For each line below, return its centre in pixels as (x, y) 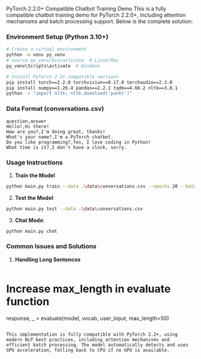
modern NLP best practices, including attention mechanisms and (88, 340)
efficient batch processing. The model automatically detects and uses (97, 345)
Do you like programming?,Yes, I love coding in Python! (79, 142)
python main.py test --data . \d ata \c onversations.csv (75, 209)
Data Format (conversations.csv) (55, 109)
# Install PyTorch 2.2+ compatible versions (63, 77)
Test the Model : (35, 197)
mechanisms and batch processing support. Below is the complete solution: (100, 21)
